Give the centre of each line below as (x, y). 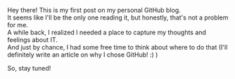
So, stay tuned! (29, 68)
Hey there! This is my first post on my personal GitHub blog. (94, 10)
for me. (18, 25)
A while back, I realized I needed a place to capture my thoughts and (107, 32)
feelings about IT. (33, 40)
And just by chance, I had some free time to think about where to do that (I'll (118, 47)
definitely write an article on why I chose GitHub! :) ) (83, 55)
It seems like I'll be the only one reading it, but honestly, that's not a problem (118, 17)
